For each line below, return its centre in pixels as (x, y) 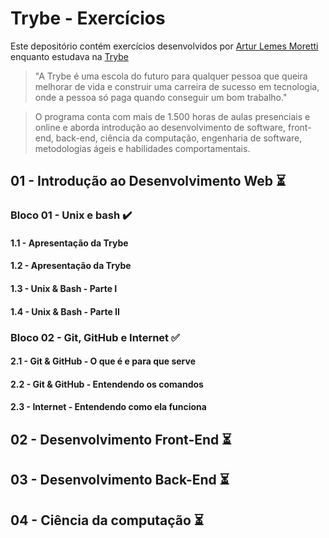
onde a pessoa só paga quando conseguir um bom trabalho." (161, 97)
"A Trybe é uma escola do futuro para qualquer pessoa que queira (171, 76)
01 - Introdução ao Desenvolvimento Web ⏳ (148, 181)
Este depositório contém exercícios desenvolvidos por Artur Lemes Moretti (164, 46)
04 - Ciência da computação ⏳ (107, 520)
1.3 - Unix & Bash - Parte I (64, 289)
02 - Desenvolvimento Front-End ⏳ (121, 439)
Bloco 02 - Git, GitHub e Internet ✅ (95, 337)
